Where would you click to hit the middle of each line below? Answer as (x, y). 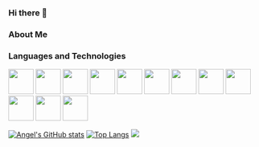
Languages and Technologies (67, 55)
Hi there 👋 (28, 13)
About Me (28, 34)
